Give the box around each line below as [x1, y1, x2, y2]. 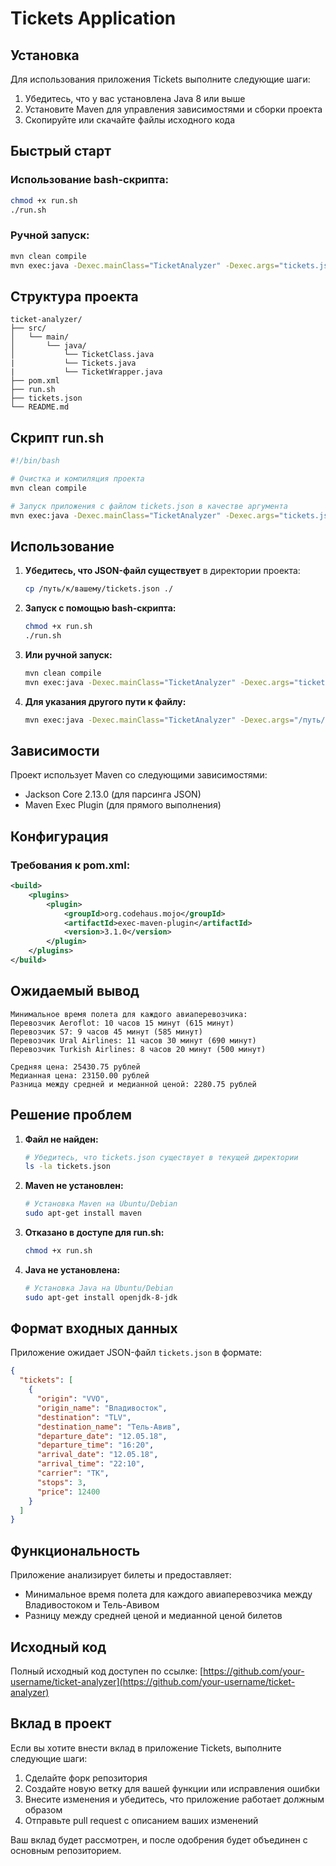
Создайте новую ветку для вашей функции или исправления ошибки [24, 1782, 321, 1794]
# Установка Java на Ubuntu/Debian [24, 1283, 174, 1293]
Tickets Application [10, 7, 177, 30]
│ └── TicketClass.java [10, 350, 155, 360]
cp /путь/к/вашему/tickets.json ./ [24, 584, 174, 594]
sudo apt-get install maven [24, 1208, 142, 1219]
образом [24, 1803, 63, 1816]
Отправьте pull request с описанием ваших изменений [24, 1814, 259, 1826]
